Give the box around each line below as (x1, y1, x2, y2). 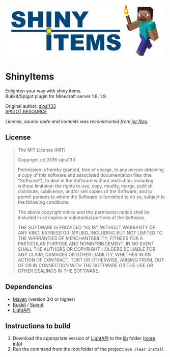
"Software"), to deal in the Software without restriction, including (17, 177, 154, 183)
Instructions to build (5, 321, 71, 330)
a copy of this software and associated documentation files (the (17, 172, 152, 178)
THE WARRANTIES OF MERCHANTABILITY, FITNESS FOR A (17, 235, 144, 241)
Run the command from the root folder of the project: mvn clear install (12, 346, 164, 352)
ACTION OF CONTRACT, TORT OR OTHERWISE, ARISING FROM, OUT (17, 257, 164, 263)
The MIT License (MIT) (17, 147, 66, 153)
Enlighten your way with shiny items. (5, 87, 82, 93)
